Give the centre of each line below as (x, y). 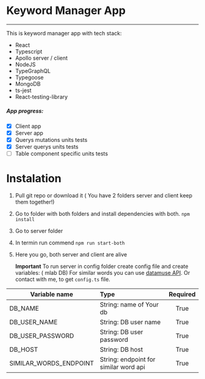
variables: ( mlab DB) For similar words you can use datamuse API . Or (103, 273)
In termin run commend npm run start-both (70, 243)
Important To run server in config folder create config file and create (102, 266)
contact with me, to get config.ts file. (63, 279)
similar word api (122, 367)
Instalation (34, 179)
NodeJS (25, 64)
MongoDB (28, 83)
